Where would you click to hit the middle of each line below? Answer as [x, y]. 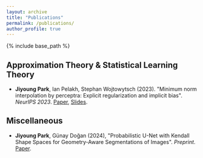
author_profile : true [34, 29]
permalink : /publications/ [40, 23]
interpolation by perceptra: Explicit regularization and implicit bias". [99, 96]
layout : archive [27, 12]
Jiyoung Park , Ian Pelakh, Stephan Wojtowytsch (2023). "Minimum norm [106, 89]
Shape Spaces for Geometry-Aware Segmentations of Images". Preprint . [105, 142]
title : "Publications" [35, 18]
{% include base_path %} [38, 46]
